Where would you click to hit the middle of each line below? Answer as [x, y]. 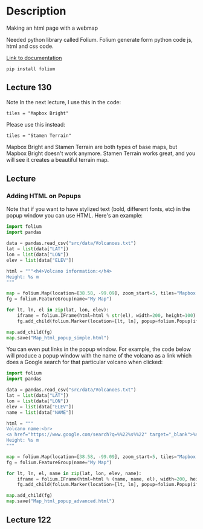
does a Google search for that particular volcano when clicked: [85, 362]
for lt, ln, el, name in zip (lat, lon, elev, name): [74, 473]
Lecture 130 [29, 88]
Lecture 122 [29, 520]
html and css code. [30, 46]
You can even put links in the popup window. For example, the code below [99, 349]
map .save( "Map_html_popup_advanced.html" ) [60, 501]
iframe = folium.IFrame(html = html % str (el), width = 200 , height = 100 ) [107, 315]
